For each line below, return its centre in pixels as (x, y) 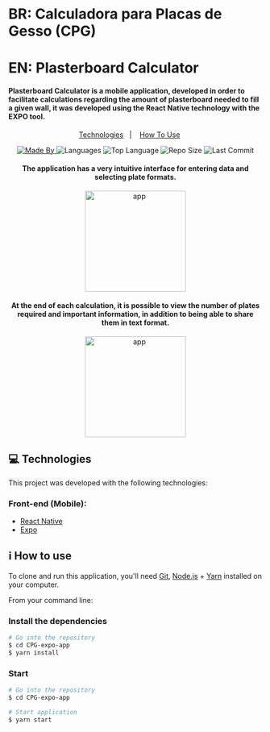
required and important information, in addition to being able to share (135, 314)
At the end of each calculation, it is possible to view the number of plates (135, 306)
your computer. (34, 584)
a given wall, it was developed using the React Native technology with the (134, 108)
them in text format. (135, 322)
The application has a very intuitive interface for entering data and (135, 168)
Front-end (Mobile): (48, 503)
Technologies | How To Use (129, 135)
